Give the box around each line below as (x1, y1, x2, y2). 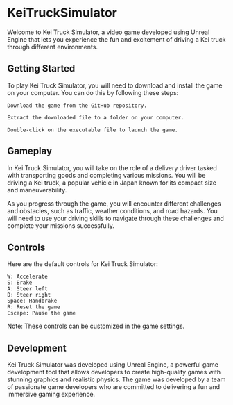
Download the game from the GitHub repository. (7, 102, 148, 109)
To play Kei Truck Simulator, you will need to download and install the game (7, 81, 223, 90)
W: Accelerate (7, 273, 49, 281)
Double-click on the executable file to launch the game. (7, 126, 178, 133)
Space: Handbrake (7, 297, 58, 305)
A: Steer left (7, 286, 49, 292)
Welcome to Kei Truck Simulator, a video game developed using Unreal (7, 28, 210, 36)
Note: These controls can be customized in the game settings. (7, 322, 185, 331)
